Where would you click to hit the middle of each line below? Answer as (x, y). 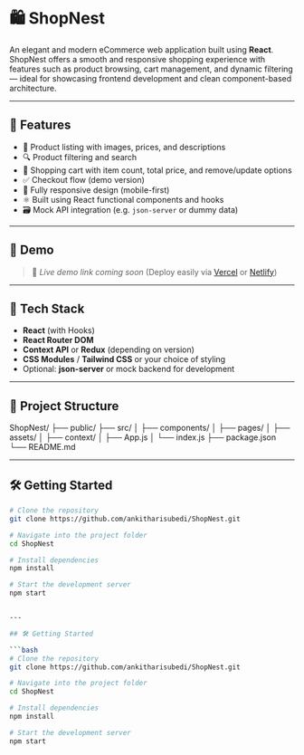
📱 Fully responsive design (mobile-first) (96, 190)
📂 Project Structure (64, 406)
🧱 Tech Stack (47, 308)
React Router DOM (58, 340)
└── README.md (43, 447)
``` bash (24, 650)
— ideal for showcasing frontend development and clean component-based (151, 78)
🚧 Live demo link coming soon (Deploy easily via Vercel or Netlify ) (154, 272)
